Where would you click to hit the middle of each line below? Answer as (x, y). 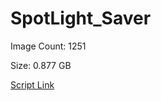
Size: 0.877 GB (41, 65)
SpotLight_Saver (81, 18)
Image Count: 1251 (48, 46)
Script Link (32, 84)
